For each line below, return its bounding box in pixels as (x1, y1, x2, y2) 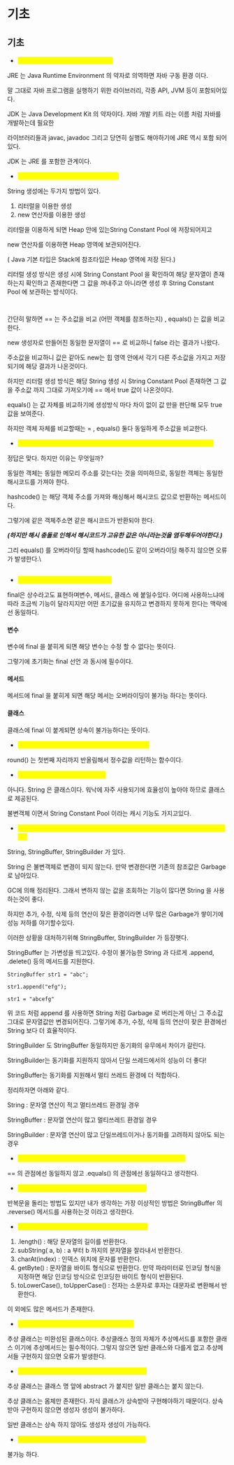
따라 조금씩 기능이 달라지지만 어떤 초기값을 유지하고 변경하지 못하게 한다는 (7, 600, 209, 607)
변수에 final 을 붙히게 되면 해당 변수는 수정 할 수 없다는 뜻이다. (7, 642, 176, 651)
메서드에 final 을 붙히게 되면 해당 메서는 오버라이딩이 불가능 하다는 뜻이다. (7, 692, 207, 700)
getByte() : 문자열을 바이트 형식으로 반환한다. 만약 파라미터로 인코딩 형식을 (17, 1263, 221, 1272)
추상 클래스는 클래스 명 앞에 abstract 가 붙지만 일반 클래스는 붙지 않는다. (7, 1382, 204, 1390)
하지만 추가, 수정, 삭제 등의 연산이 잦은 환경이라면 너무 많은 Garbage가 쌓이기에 (7, 909, 224, 918)
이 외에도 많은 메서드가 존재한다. (7, 1305, 96, 1313)
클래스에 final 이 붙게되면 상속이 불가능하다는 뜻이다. (7, 726, 150, 734)
